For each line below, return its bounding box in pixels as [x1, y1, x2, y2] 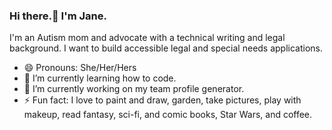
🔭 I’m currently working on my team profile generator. [23, 83, 245, 95]
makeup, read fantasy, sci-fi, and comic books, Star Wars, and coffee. [23, 109, 313, 121]
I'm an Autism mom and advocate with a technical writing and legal [9, 32, 286, 44]
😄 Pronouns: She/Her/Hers [23, 62, 137, 74]
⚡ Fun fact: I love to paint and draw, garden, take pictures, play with [23, 94, 302, 106]
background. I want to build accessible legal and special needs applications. [9, 42, 324, 54]
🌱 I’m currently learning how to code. [23, 72, 177, 84]
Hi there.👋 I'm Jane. [9, 9, 107, 23]
